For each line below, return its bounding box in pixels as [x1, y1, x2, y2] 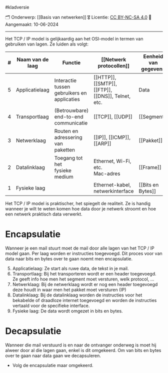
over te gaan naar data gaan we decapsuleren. [5, 352, 101, 358]
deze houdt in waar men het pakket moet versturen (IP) [12, 286, 126, 292]
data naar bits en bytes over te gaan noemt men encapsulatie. [5, 255, 132, 261]
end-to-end [54, 113, 83, 120]
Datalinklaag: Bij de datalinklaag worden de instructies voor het [12, 292, 142, 298]
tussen [54, 83, 70, 90]
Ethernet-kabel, [93, 181, 131, 188]
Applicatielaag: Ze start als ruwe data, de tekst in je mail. [12, 265, 129, 271]
